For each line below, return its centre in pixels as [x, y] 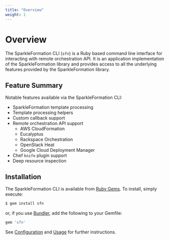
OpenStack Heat [37, 145]
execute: [14, 194]
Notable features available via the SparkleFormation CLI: [64, 98]
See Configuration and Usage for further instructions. [61, 232]
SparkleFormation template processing [53, 107]
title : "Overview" [24, 10]
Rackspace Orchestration [46, 140]
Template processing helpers [43, 113]
